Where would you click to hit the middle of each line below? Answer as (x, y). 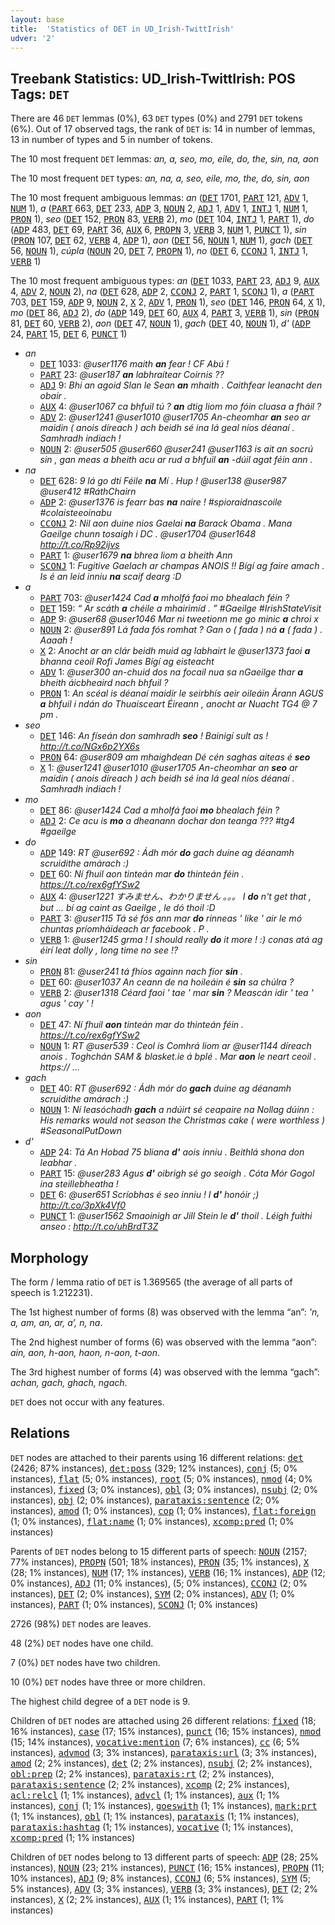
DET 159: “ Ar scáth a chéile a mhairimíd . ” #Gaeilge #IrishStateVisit (180, 608)
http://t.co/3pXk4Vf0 (83, 1205)
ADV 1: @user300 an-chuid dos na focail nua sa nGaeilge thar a (171, 672)
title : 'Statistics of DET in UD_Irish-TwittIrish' (122, 29)
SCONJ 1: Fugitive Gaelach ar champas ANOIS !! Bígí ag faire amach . (182, 566)
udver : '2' (33, 38)
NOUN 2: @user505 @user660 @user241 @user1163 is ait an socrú (176, 449)
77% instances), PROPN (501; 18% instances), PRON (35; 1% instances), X (160, 1562)
